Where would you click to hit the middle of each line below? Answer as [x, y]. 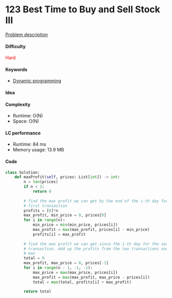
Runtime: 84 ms [29, 144]
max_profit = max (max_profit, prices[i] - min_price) [91, 230]
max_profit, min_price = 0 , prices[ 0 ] [65, 215]
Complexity [18, 104]
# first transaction [46, 206]
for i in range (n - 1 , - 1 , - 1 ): [58, 268]
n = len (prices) [41, 182]
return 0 [42, 192]
